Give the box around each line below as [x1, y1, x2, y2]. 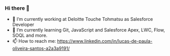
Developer [12, 21, 34, 27]
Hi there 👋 [5, 5, 30, 12]
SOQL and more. [12, 33, 48, 39]
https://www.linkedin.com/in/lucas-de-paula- [57, 38, 153, 44]
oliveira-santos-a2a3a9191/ [12, 45, 70, 51]
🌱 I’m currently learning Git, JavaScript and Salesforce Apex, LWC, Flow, [12, 27, 165, 33]
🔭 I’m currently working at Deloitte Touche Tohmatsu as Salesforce [12, 16, 153, 22]
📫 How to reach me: [12, 38, 56, 44]
